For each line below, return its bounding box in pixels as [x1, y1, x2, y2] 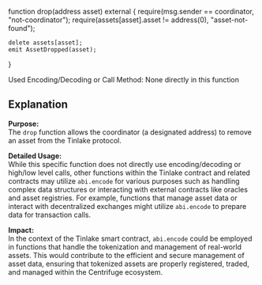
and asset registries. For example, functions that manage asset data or [8, 193, 238, 203]
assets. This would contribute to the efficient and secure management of [8, 250, 245, 260]
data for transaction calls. [8, 210, 92, 219]
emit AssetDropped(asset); [8, 46, 97, 54]
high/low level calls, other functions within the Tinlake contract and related [8, 168, 251, 177]
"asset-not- [210, 15, 249, 25]
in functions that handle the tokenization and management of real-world [8, 241, 242, 252]
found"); [8, 24, 36, 32]
